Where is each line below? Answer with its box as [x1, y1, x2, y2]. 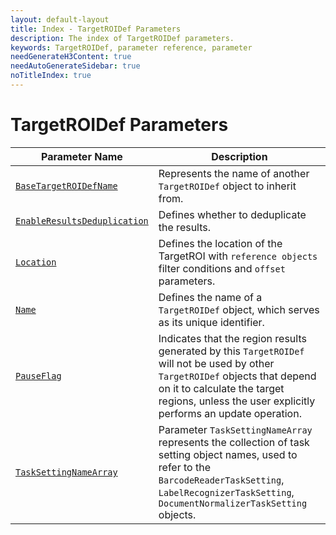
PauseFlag [15, 370, 62, 381]
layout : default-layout [10, 14, 110, 25]
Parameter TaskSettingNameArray [158, 422, 313, 436]
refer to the [158, 460, 211, 474]
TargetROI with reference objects [158, 249, 318, 263]
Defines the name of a [158, 290, 263, 304]
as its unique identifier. [158, 315, 265, 329]
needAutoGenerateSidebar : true [10, 61, 141, 71]
